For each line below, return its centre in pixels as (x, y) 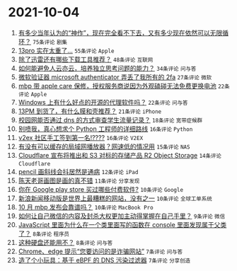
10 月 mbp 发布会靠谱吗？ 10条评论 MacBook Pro (86, 207)
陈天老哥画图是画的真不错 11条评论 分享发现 (79, 180)
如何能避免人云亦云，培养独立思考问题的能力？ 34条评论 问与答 (107, 68)
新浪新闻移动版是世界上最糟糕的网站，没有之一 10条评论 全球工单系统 (115, 198)
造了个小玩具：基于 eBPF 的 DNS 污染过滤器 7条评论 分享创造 (104, 260)
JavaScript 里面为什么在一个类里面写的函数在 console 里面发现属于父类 (122, 224)
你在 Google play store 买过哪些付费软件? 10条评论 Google (100, 189)
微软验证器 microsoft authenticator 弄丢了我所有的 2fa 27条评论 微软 (115, 77)
